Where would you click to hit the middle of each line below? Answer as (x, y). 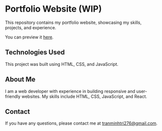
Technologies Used (35, 52)
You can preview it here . (29, 37)
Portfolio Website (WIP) (54, 9)
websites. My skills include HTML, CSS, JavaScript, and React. (84, 96)
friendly (13, 96)
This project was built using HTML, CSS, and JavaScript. (62, 64)
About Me (20, 80)
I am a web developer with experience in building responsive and (70, 91)
